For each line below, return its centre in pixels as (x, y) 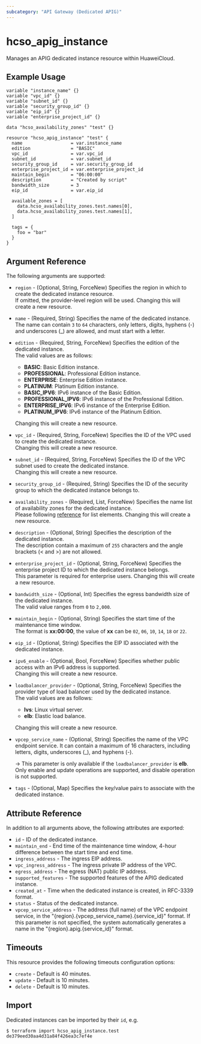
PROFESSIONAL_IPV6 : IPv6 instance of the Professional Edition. (104, 399)
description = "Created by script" (70, 180)
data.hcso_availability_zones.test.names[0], (75, 207)
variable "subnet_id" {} (37, 101)
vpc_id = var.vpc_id (57, 154)
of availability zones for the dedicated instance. (73, 508)
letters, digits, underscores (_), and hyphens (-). (74, 752)
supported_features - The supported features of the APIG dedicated (99, 878)
